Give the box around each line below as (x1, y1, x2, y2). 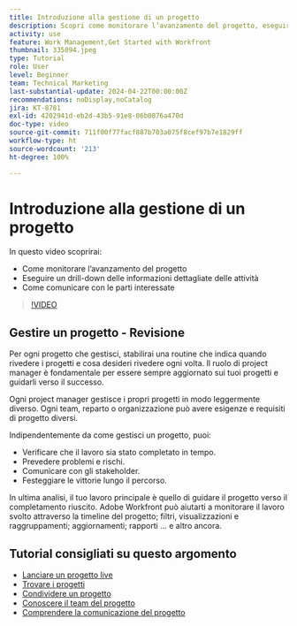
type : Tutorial (9, 54, 65, 63)
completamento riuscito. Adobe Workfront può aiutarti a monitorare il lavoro (9, 501, 285, 513)
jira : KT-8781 (9, 103, 62, 112)
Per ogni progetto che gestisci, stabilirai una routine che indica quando (9, 348, 267, 359)
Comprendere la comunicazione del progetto (21, 607, 186, 618)
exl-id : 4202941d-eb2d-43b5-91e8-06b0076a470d (9, 111, 184, 120)
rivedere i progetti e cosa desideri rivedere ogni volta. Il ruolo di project (9, 358, 268, 369)
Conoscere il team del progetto (21, 598, 135, 608)
